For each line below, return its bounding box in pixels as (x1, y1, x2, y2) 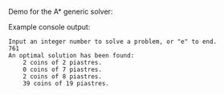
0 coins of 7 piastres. (22, 65, 103, 73)
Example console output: (8, 22, 91, 31)
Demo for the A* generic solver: (8, 7, 113, 16)
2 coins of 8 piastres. (22, 73, 103, 81)
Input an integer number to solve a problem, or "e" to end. (8, 38, 218, 46)
